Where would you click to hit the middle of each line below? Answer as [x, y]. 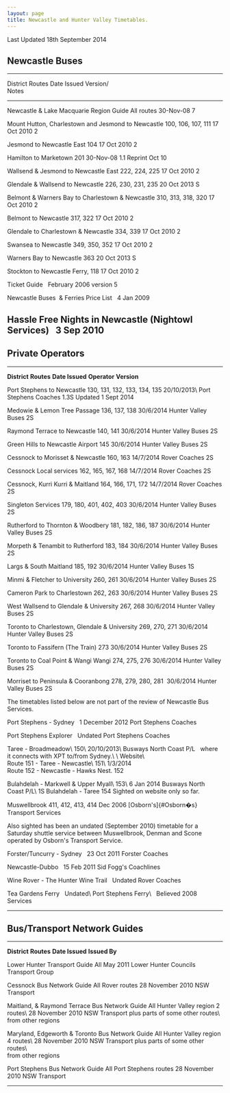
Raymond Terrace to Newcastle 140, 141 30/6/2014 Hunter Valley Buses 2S [113, 431]
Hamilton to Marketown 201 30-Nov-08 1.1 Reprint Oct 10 [87, 158]
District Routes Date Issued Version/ [58, 84]
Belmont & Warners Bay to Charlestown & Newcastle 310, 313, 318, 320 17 [111, 198]
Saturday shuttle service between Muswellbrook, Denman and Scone [104, 833]
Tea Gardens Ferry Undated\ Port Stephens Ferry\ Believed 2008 [102, 893]
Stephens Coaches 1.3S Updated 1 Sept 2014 [71, 397]
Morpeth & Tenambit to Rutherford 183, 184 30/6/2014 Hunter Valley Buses [113, 545]
